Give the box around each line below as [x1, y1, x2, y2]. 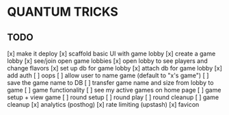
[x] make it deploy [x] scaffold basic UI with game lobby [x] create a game [7, 49, 216, 57]
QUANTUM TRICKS [7, 4, 118, 20]
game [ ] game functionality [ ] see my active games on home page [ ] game [7, 86, 221, 94]
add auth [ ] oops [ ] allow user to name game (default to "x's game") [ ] [7, 71, 209, 79]
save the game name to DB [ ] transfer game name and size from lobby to [7, 79, 214, 86]
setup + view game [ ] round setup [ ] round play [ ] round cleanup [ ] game [7, 93, 219, 101]
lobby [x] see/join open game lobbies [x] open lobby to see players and [7, 57, 208, 65]
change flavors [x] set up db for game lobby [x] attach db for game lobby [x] [7, 64, 222, 72]
